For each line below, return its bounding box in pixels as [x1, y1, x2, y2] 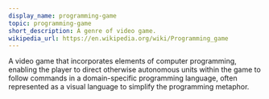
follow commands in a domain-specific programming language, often [8, 73, 238, 83]
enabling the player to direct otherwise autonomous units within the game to [8, 65, 262, 75]
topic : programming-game [8, 19, 92, 27]
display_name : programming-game [8, 11, 117, 20]
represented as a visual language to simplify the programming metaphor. [8, 82, 250, 92]
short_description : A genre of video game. [8, 27, 157, 35]
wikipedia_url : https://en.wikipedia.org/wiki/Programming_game [8, 34, 229, 43]
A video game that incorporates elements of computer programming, [8, 56, 238, 66]
